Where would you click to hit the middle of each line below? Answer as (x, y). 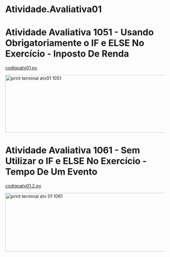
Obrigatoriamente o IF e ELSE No (75, 43)
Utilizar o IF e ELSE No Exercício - (76, 161)
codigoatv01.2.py (23, 186)
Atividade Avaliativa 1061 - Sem (73, 150)
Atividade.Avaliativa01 (54, 9)
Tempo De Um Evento (51, 172)
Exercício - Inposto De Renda (67, 54)
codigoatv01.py (21, 68)
